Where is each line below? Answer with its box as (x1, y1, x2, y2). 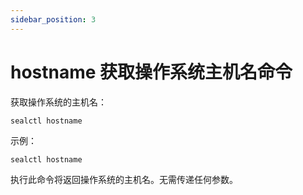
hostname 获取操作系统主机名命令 (10, 61, 293, 83)
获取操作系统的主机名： (10, 96, 107, 108)
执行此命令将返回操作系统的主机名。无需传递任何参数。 (10, 173, 238, 185)
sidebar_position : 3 (10, 14, 97, 25)
